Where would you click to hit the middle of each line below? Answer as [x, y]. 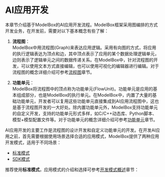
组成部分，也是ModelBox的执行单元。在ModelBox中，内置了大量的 [84, 95]
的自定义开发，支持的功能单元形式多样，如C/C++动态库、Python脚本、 [84, 113]
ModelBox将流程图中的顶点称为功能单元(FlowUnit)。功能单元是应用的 [82, 89]
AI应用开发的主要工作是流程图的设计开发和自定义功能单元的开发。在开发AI [81, 130]
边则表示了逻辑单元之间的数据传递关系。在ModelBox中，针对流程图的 [83, 60]
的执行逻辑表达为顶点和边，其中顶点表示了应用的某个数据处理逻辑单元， [85, 53]
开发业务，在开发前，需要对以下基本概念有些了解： [57, 31]
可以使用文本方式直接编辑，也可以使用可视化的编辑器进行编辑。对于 [90, 66]
